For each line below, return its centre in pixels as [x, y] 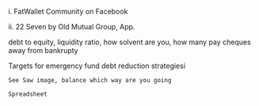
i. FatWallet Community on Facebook [68, 11]
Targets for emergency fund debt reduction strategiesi [97, 66]
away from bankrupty [43, 50]
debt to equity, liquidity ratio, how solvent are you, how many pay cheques [129, 42]
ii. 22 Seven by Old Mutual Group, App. [72, 26]
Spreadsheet [28, 94]
